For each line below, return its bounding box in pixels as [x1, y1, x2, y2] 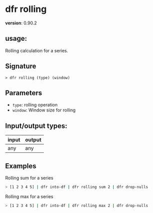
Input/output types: [5, 121, 68, 130]
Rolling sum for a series [5, 175, 54, 181]
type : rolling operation [12, 102, 58, 108]
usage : [5, 34, 27, 43]
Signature [5, 62, 36, 71]
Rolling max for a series [5, 193, 53, 200]
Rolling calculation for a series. [5, 47, 68, 53]
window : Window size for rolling [12, 107, 76, 113]
